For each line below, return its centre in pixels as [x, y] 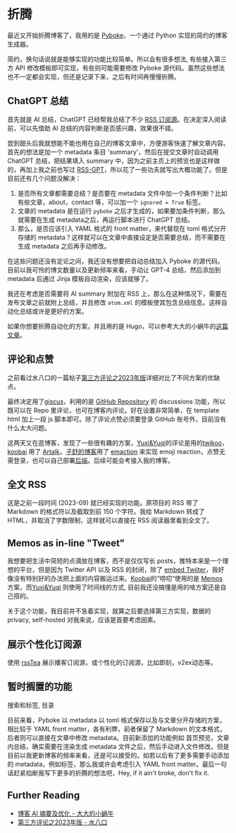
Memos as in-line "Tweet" [66, 543]
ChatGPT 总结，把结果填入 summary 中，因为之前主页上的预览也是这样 [111, 161]
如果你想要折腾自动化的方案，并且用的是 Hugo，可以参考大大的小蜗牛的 [112, 326]
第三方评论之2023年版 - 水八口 [62, 822]
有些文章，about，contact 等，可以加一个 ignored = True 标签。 [111, 202]
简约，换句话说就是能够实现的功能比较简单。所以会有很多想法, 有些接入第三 [117, 59]
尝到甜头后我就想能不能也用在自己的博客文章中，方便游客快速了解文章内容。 [118, 143]
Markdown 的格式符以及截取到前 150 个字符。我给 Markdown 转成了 [106, 512]
